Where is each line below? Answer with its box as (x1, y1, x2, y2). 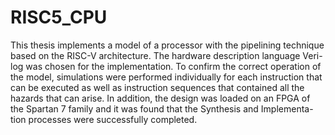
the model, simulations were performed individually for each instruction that (10, 71, 323, 83)
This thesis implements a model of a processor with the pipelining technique (10, 39, 325, 51)
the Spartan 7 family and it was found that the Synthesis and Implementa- (10, 102, 314, 115)
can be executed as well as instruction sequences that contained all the (10, 81, 305, 93)
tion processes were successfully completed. (10, 113, 198, 125)
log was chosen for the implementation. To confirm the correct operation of (10, 60, 322, 72)
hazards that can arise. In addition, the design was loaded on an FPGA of (10, 92, 311, 104)
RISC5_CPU (10, 6, 108, 29)
